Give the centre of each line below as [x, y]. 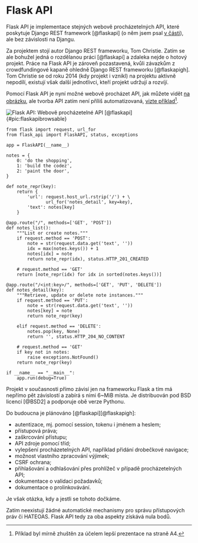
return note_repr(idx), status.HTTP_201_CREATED [88, 259]
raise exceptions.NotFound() [63, 357]
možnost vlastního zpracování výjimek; [62, 455]
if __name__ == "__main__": [41, 373]
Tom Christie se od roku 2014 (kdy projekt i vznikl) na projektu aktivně [91, 76]
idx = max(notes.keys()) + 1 [63, 248]
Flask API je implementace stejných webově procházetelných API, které [93, 27]
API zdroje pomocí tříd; [42, 443]
